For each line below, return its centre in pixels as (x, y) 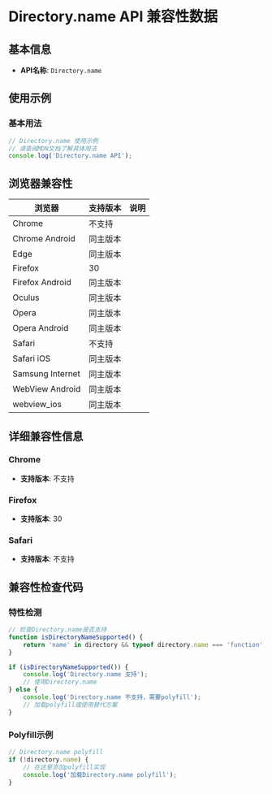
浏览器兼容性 (41, 183)
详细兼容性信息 (46, 436)
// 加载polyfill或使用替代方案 (70, 705)
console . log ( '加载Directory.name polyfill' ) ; (100, 774)
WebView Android (47, 389)
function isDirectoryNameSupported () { (76, 637)
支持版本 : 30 (41, 519)
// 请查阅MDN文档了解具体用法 (53, 148)
